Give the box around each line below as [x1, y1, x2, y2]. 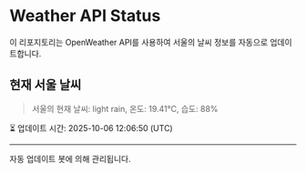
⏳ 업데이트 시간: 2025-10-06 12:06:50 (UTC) [9, 122, 173, 133]
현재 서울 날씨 [9, 77, 82, 93]
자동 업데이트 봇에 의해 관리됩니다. [9, 153, 131, 164]
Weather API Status [9, 5, 161, 26]
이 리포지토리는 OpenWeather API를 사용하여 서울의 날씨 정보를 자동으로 [9, 36, 269, 47]
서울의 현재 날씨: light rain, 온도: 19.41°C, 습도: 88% [31, 103, 219, 114]
